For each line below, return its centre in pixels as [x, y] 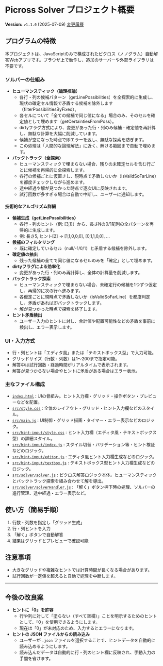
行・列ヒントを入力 [31, 528]
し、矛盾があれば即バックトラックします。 [62, 303]
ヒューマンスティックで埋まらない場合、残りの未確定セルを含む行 [85, 164]
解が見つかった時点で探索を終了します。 [60, 309]
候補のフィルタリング [33, 242]
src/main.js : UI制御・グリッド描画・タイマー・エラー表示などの [77, 420]
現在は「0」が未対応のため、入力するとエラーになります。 [78, 628]
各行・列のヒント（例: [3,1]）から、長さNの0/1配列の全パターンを [84, 224]
